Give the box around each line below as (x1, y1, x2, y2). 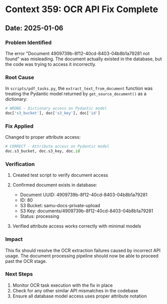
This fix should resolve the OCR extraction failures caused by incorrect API (5, 247, 160, 253)
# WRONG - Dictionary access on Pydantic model (5, 106, 107, 111)
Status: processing (20, 213, 60, 219)
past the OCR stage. (5, 258, 47, 264)
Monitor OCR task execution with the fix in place (12, 282, 113, 288)
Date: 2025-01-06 (5, 24, 64, 32)
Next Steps (5, 271, 33, 278)
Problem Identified (5, 39, 52, 46)
